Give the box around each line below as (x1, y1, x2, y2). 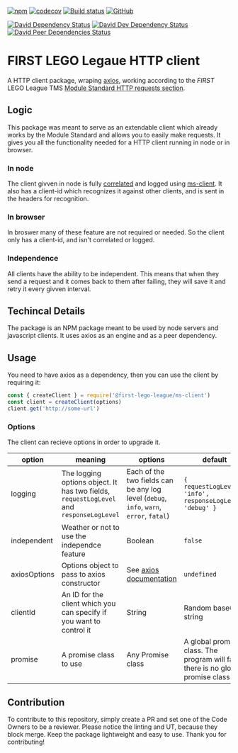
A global (183, 637, 211, 647)
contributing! (7, 737, 45, 746)
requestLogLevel (61, 495, 117, 503)
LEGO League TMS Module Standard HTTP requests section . (7, 84, 186, 92)
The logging (61, 468, 101, 478)
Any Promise (126, 650, 169, 660)
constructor (61, 578, 101, 588)
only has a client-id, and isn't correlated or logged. (7, 236, 155, 244)
